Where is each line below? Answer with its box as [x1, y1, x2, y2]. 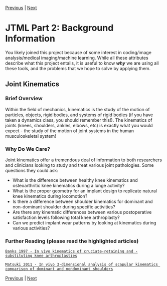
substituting [5, 253, 33, 258]
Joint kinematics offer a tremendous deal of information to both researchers [5, 157, 162, 163]
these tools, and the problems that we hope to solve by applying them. [5, 65, 151, 71]
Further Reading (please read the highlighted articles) [5, 237, 139, 244]
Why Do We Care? [5, 145, 50, 152]
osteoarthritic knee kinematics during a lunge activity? [12, 182, 125, 188]
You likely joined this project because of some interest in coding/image [5, 49, 152, 55]
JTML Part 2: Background [5, 23, 114, 34]
